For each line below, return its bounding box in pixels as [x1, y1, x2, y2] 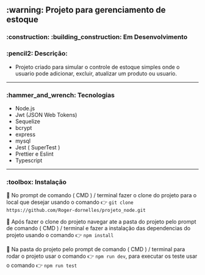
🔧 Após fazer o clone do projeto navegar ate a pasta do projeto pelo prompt [6, 218, 196, 225]
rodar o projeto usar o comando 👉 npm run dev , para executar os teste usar [6, 252, 198, 260]
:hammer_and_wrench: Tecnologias [6, 91, 115, 99]
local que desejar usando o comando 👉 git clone [6, 198, 134, 206]
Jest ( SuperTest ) [15, 143, 60, 151]
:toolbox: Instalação [6, 178, 67, 186]
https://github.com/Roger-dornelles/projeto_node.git [6, 208, 146, 214]
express [15, 130, 35, 138]
